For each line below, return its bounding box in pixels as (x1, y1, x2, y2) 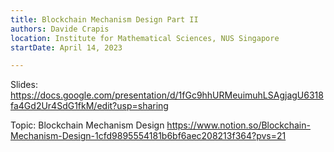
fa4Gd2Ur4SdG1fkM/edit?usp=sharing (10, 100, 169, 112)
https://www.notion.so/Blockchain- (166, 119, 311, 131)
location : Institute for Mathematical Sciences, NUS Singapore (10, 33, 280, 43)
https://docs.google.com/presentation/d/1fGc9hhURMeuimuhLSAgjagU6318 (10, 89, 324, 101)
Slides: (10, 79, 38, 91)
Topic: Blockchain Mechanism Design (10, 119, 165, 131)
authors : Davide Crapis (10, 24, 110, 34)
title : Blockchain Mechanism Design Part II (10, 14, 199, 25)
